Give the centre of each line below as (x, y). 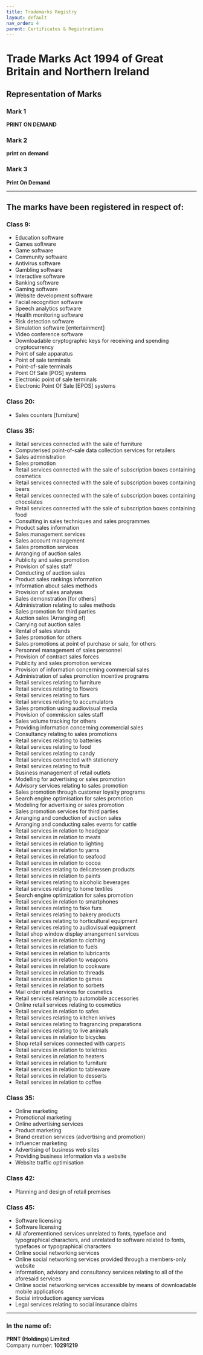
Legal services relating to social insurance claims (76, 1304)
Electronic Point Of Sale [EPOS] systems (65, 386)
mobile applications (39, 1291)
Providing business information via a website (71, 1156)
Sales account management (50, 540)
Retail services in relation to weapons (62, 960)
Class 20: (21, 402)
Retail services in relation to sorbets (60, 985)
